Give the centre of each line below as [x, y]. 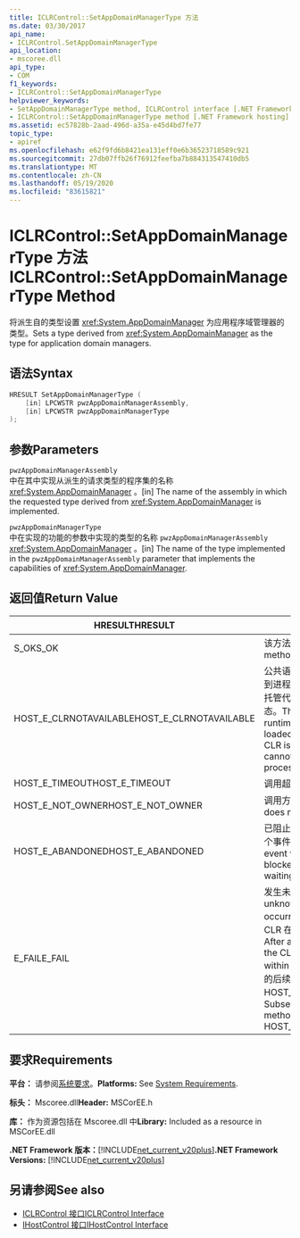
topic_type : [31, 134]
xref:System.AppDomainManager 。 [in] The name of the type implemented [147, 549]
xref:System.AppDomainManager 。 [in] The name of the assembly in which [148, 492]
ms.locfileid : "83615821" [57, 192]
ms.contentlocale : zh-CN [55, 175]
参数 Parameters [54, 449]
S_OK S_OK [36, 648]
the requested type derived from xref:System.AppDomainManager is [135, 502]
